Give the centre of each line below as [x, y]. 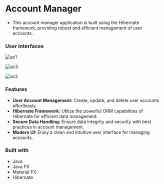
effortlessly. [24, 105]
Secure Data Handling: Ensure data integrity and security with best [82, 121]
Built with [17, 150]
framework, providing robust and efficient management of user [77, 27]
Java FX [21, 166]
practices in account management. [48, 127]
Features [16, 89]
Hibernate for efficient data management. [55, 116]
